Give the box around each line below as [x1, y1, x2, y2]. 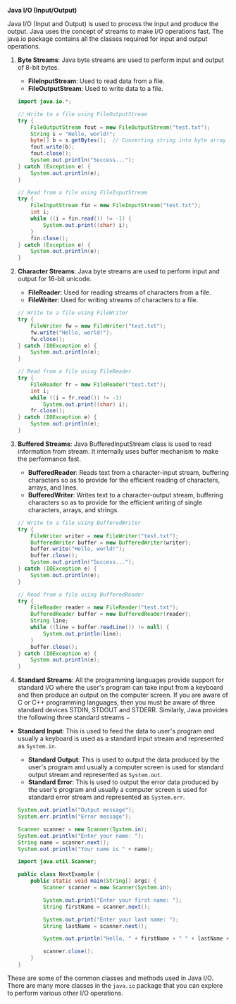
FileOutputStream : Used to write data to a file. [27, 85, 163, 92]
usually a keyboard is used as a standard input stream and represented [17, 734, 224, 743]
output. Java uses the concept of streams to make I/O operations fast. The [7, 27, 224, 35]
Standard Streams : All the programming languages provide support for [17, 676, 224, 684]
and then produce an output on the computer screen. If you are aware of [17, 690, 229, 700]
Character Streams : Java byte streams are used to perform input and [17, 267, 220, 275]
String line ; [30, 617, 69, 624]
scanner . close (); [43, 948, 94, 955]
